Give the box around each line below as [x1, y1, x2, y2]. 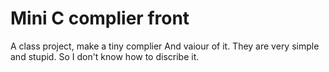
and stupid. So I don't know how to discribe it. [10, 50, 200, 62]
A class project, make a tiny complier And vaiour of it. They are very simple [10, 40, 320, 52]
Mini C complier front [10, 7, 190, 30]
